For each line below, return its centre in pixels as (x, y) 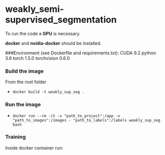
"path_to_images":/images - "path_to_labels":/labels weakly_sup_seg (86, 120)
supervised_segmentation (61, 20)
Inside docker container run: (34, 148)
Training (15, 137)
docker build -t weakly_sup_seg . (48, 92)
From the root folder (26, 82)
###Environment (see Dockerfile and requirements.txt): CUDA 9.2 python (81, 53)
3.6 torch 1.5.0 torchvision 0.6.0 (37, 58)
